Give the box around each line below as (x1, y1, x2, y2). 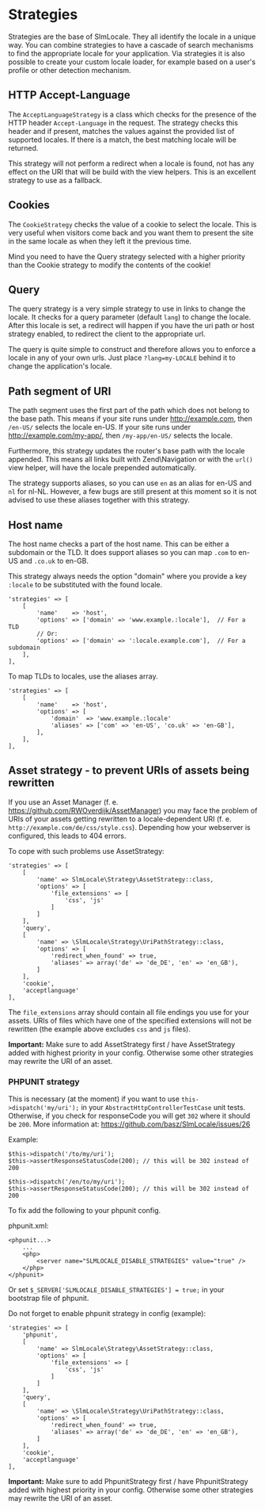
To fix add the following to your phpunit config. (8, 1206, 161, 1215)
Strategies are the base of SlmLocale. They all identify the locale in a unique (8, 32, 256, 41)
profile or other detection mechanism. (8, 65, 132, 75)
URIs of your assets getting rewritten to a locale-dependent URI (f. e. (8, 814, 232, 824)
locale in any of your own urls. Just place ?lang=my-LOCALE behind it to (8, 353, 236, 362)
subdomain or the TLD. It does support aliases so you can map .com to (8, 548, 237, 557)
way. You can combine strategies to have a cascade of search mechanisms (8, 40, 254, 49)
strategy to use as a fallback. (8, 175, 103, 185)
